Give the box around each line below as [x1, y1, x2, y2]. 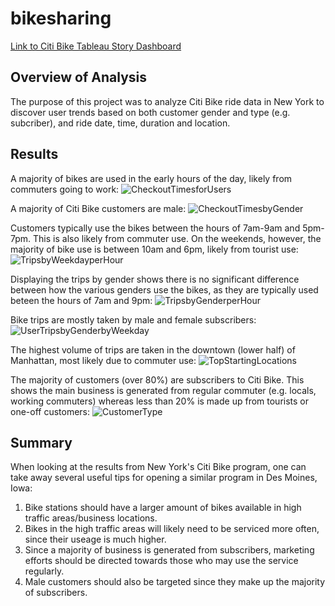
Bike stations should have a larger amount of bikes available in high [24, 502, 302, 514]
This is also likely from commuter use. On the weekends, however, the [33, 232, 322, 244]
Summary [10, 434, 73, 451]
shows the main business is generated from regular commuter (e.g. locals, [10, 384, 317, 396]
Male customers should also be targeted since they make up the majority [24, 576, 326, 588]
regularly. [24, 565, 65, 577]
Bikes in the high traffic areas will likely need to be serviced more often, [24, 523, 320, 535]
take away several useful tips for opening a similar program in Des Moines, [10, 472, 318, 484]
